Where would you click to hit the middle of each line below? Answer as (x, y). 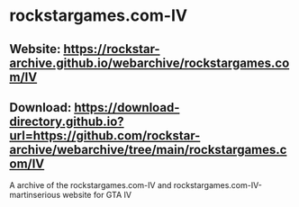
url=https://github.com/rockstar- (105, 135)
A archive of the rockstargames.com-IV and (91, 185)
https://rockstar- (111, 49)
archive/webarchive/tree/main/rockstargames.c (148, 149)
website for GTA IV (97, 195)
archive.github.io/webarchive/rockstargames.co (149, 63)
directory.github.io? (67, 121)
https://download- (127, 108)
